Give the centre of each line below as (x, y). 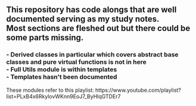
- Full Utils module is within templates (62, 70)
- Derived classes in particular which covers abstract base (92, 55)
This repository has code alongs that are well (91, 10)
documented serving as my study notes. (83, 19)
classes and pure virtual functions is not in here (77, 62)
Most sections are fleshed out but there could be (98, 28)
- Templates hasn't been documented (62, 77)
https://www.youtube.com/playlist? (138, 90)
